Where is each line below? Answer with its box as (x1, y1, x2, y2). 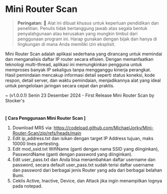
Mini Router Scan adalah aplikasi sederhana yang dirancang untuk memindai (5, 51, 163, 57)
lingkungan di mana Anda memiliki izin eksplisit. (17, 41, 116, 47)
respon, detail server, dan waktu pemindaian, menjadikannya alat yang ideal (5, 77, 161, 83)
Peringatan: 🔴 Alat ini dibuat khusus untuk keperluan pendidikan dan (17, 20, 159, 26)
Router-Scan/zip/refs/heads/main (12, 130, 81, 136)
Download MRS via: (12, 125, 53, 131)
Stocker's (5, 97, 25, 103)
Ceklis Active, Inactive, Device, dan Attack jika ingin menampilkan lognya (12, 178, 163, 184)
